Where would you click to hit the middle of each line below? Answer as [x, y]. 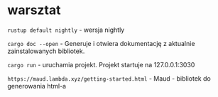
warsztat [34, 10]
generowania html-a [37, 86]
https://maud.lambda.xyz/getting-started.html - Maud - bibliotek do [109, 78]
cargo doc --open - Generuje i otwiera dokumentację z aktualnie [101, 43]
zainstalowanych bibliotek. [46, 51]
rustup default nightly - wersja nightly [66, 30]
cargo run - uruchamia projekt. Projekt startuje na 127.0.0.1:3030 [101, 64]
